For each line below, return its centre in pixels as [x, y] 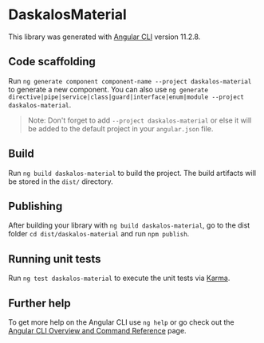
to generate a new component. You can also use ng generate [108, 89]
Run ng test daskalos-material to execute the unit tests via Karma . [119, 278]
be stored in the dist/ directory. [61, 181]
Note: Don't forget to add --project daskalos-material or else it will [140, 120]
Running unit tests [55, 259]
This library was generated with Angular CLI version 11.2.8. [104, 37]
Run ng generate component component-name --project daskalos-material [130, 80]
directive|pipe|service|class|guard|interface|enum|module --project [126, 97]
